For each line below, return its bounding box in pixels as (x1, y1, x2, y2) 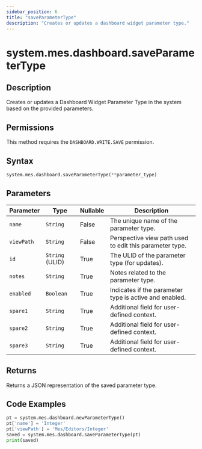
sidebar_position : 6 (6, 8, 58, 15)
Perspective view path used (110, 234, 189, 242)
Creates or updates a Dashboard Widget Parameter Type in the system (6, 99, 182, 106)
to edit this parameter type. (110, 241, 187, 250)
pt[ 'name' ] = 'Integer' (6, 421, 66, 427)
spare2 (9, 324, 28, 332)
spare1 (9, 308, 28, 314)
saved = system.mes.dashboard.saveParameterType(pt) (6, 432, 141, 438)
